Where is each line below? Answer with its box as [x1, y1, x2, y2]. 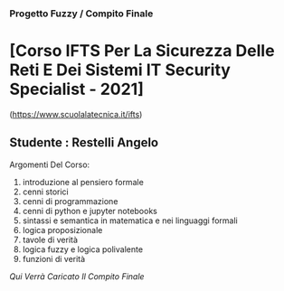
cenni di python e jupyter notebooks [22, 205, 158, 216]
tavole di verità [22, 234, 79, 245]
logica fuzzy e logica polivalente [22, 243, 143, 255]
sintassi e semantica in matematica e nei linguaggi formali [22, 215, 238, 226]
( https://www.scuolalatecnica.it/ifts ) [9, 108, 143, 119]
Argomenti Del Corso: [9, 159, 90, 170]
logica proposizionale [22, 224, 103, 235]
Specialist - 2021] [9, 80, 145, 99]
